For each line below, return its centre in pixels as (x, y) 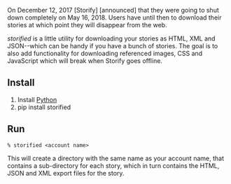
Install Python (37, 99)
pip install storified (44, 107)
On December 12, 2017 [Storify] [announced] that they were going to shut (113, 10)
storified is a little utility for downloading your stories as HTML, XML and (111, 38)
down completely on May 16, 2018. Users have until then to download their (114, 17)
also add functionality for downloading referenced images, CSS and (105, 53)
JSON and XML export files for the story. (66, 173)
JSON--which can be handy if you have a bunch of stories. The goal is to (113, 46)
